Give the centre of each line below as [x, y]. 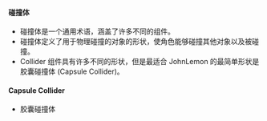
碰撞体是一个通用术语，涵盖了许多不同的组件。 [97, 31]
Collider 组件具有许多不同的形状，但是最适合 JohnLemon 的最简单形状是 [140, 62]
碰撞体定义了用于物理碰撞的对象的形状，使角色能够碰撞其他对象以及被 [136, 42]
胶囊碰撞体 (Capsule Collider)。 [72, 71]
